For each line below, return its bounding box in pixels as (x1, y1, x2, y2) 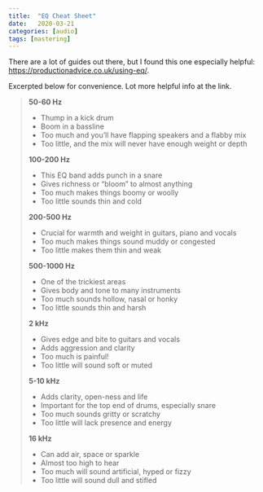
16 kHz (28, 433, 52, 444)
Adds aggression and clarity (40, 343, 136, 353)
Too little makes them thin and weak (40, 245, 162, 255)
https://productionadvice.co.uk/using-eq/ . (8, 66, 150, 76)
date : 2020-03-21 (8, 20, 75, 28)
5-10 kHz (28, 376, 60, 386)
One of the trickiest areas (40, 277, 126, 287)
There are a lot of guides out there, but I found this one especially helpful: (8, 57, 256, 67)
